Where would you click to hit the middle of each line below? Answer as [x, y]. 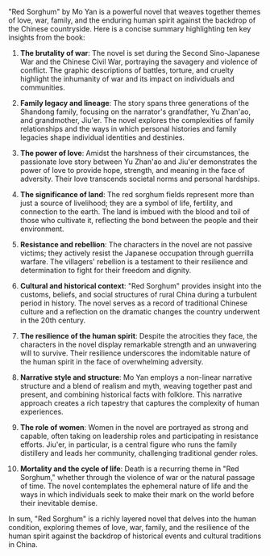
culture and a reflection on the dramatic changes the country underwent [140, 312]
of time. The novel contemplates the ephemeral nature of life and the [134, 486]
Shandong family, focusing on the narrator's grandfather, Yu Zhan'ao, [135, 112]
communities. [43, 87]
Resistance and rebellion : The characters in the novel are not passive [136, 244]
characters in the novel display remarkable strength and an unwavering [138, 344]
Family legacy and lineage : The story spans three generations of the [135, 103]
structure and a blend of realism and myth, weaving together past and [136, 386]
